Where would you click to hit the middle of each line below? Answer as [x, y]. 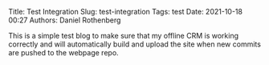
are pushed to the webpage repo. [63, 53]
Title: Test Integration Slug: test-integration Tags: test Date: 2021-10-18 [126, 12]
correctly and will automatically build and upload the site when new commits [134, 44]
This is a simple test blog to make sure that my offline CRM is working [124, 36]
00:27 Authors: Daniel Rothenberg [65, 20]
